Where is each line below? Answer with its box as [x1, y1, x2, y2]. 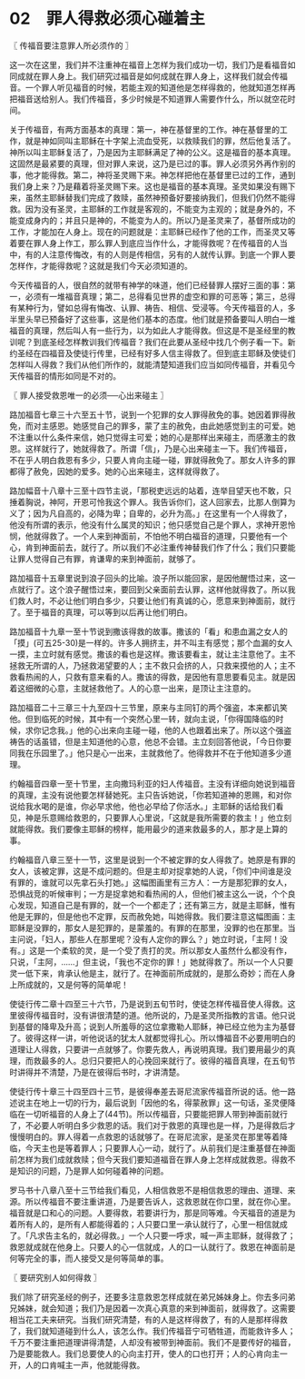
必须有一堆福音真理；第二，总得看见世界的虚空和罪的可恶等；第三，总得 [25, 291, 296, 302]
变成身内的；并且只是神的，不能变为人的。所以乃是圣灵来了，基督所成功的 [16, 214, 296, 225]
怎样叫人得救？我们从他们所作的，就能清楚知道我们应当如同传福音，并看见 [9, 359, 288, 370]
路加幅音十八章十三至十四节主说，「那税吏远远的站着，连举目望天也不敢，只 [9, 485, 292, 496]
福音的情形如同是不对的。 [25, 370, 121, 382]
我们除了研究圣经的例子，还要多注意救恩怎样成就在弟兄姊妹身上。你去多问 [9, 1291, 288, 1302]
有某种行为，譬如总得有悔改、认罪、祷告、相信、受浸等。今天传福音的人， [9, 302, 288, 313]
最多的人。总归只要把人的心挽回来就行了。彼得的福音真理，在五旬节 [40, 1055, 296, 1066]
